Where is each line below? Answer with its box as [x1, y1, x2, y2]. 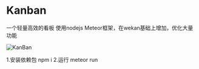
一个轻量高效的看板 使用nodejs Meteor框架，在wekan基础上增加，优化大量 [6, 24, 194, 31]
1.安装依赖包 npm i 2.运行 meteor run [6, 56, 98, 63]
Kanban [6, 4, 47, 17]
